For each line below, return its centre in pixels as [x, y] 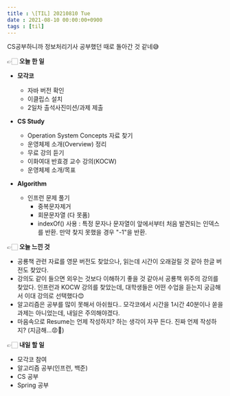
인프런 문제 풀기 [48, 198]
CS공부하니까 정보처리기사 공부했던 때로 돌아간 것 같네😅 [83, 47]
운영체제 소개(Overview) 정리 [67, 144]
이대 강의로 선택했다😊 [54, 296]
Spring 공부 [33, 385]
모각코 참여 [32, 360]
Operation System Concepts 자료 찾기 [80, 135]
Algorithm [32, 184]
